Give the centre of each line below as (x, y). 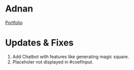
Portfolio (14, 22)
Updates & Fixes (39, 43)
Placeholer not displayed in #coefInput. (53, 62)
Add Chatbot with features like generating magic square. (70, 56)
